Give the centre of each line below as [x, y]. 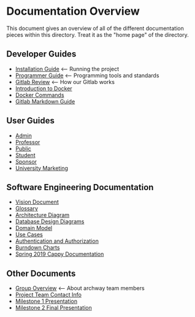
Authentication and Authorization [57, 241]
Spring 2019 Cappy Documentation [59, 254]
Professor [28, 142]
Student [25, 155]
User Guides [31, 121]
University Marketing [42, 168]
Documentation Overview [73, 11]
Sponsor [26, 161]
